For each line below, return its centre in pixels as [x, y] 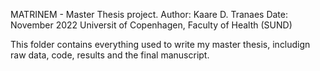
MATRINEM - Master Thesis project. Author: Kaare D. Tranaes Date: [149, 14]
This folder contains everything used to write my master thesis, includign [160, 44]
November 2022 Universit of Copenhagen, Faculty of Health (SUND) [151, 25]
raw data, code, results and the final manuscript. [110, 55]
